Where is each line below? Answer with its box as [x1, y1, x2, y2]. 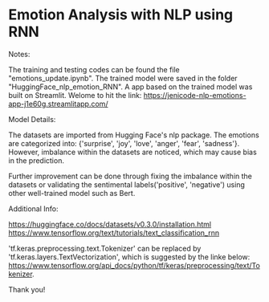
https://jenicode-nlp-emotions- [143, 90, 247, 100]
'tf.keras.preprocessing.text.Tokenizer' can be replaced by [8, 243, 202, 253]
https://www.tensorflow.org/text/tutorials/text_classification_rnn [8, 227, 219, 238]
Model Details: [8, 114, 56, 124]
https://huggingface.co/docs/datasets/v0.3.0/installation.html [8, 219, 212, 229]
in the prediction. [8, 155, 64, 165]
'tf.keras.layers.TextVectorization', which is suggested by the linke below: [8, 251, 251, 262]
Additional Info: [8, 203, 59, 214]
